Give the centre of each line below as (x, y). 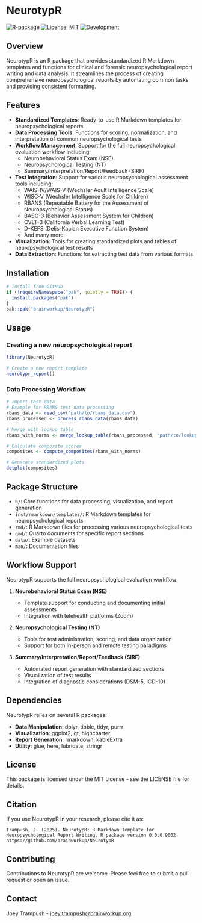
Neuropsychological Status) (58, 209)
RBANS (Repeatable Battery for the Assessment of (86, 203)
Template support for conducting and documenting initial (94, 603)
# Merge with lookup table (40, 429)
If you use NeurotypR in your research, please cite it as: (75, 819)
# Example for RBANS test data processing (60, 408)
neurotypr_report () (31, 374)
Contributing (31, 859)
